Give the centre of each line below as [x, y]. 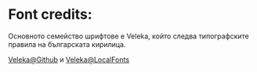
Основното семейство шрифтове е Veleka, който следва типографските [128, 36]
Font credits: [50, 14]
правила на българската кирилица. [67, 44]
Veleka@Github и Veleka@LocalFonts [69, 59]
